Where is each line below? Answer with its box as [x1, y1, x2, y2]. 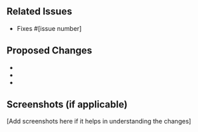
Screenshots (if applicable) [6, 98, 128, 111]
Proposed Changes [6, 45, 93, 57]
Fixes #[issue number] [16, 24, 82, 32]
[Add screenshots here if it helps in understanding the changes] [6, 117, 192, 126]
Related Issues [6, 6, 72, 18]
